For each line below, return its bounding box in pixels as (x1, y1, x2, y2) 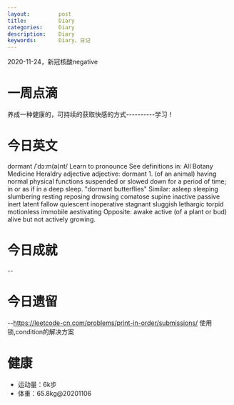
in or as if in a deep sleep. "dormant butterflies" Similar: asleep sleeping (7, 185, 219, 193)
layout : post (7, 10, 72, 18)
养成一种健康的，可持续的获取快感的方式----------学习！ (7, 110, 174, 119)
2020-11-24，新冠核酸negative (7, 58, 98, 66)
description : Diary (7, 30, 75, 38)
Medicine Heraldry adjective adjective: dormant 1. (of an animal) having (7, 169, 217, 178)
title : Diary (7, 17, 75, 24)
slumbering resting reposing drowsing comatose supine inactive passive (7, 192, 220, 201)
